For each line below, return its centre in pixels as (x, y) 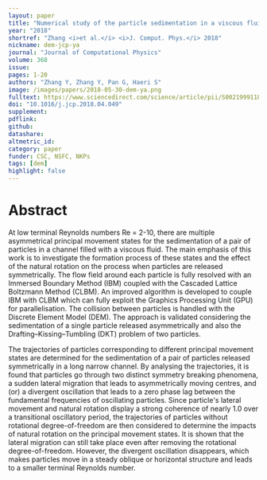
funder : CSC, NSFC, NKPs (49, 156)
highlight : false (37, 171)
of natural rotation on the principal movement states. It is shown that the (126, 434)
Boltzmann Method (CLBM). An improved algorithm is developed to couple (130, 291)
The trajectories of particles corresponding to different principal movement (131, 349)
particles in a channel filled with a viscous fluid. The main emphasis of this (130, 249)
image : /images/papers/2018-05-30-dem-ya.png (85, 90)
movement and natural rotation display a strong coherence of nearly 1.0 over (133, 408)
